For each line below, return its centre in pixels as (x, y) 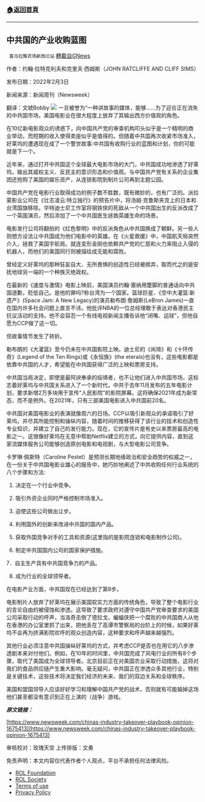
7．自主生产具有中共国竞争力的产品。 (53, 563)
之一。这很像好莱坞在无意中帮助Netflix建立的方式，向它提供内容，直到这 (103, 436)
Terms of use (32, 786)
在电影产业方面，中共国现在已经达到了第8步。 (64, 589)
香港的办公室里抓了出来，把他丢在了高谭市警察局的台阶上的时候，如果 (99, 625)
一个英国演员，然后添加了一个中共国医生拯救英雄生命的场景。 (84, 216)
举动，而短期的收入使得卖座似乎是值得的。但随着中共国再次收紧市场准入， (105, 136)
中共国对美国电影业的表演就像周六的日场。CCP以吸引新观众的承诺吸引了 (98, 413)
